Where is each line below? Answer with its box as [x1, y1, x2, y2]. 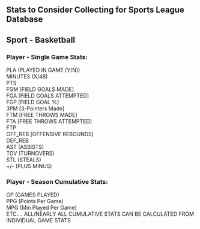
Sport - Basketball [6, 34, 76, 45]
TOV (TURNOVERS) [6, 150, 55, 157]
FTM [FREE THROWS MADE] [6, 111, 77, 119]
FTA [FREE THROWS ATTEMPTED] [6, 118, 92, 125]
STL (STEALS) [6, 156, 41, 163]
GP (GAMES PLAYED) [6, 191, 59, 198]
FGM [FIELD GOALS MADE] [6, 86, 74, 93]
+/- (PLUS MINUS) [6, 163, 52, 170]
